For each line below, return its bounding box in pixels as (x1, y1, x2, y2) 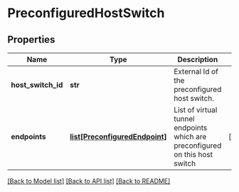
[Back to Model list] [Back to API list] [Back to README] (7, 177, 171, 185)
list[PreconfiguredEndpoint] (70, 132, 167, 141)
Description (177, 55, 218, 64)
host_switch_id (11, 80, 63, 90)
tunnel (174, 114, 195, 123)
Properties (7, 34, 55, 46)
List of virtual (174, 105, 218, 115)
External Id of (174, 66, 219, 76)
